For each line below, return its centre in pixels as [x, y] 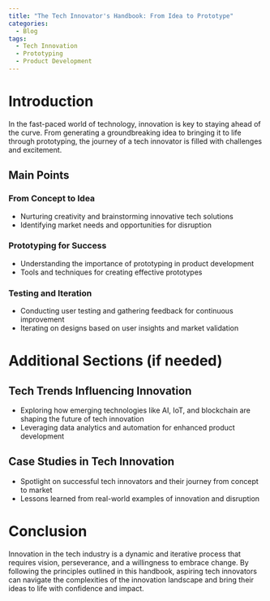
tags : [17, 39]
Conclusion [48, 532]
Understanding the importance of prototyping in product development [137, 263]
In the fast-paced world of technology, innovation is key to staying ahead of [135, 123]
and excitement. [35, 149]
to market [36, 490]
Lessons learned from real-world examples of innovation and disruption [140, 498]
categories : [28, 24]
